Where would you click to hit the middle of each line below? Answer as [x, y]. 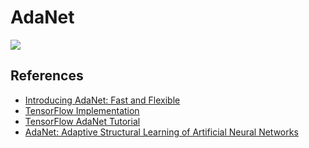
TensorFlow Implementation [82, 110]
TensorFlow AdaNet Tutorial [82, 121]
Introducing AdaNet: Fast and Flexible [102, 100]
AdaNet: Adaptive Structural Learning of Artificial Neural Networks [161, 132]
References [47, 76]
